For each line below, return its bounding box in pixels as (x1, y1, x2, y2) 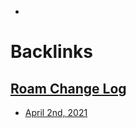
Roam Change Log (10, 80, 127, 97)
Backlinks (10, 41, 94, 63)
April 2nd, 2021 (24, 107, 88, 118)
